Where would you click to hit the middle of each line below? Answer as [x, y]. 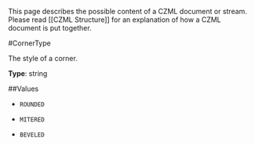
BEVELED [32, 135]
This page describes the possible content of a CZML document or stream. [127, 11]
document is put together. [50, 28]
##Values [24, 89]
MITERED [32, 120]
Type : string [28, 73]
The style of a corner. [43, 58]
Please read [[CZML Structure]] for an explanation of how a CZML [115, 20]
